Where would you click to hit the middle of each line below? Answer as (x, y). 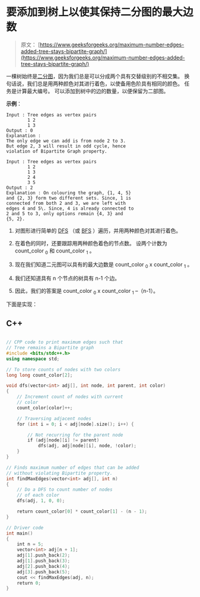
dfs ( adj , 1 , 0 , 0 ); (41, 501)
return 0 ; (29, 583)
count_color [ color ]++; (45, 408)
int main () (20, 533)
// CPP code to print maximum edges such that (65, 342)
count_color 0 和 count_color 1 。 (55, 251)
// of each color (38, 495)
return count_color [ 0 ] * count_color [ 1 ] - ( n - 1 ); (82, 511)
